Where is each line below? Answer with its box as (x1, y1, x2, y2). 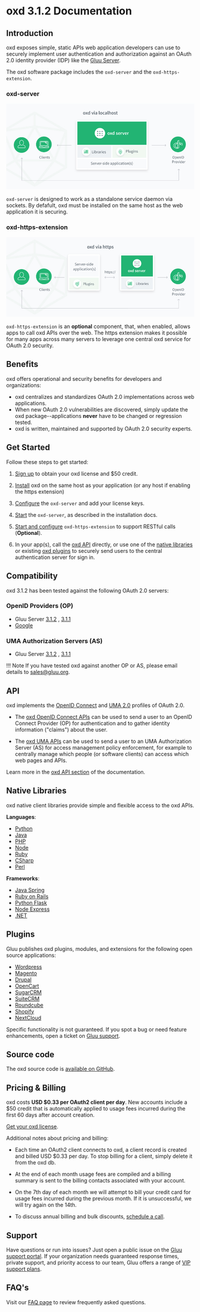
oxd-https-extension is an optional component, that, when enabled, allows (6, 323, 191, 330)
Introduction (6, 28, 54, 38)
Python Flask (14, 899, 47, 906)
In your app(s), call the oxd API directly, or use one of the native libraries (14, 541, 193, 548)
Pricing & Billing (6, 1082, 66, 1093)
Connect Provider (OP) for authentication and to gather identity (14, 720, 170, 727)
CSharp (14, 856, 34, 864)
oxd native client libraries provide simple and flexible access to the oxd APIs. (6, 802, 195, 809)
